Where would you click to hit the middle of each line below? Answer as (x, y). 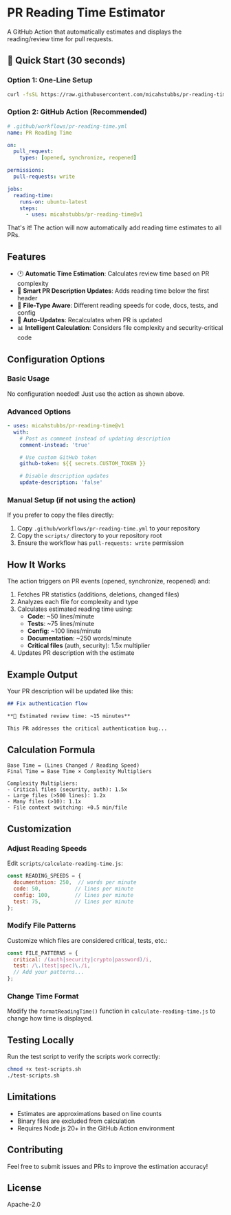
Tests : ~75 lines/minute (61, 624)
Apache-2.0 (24, 1205)
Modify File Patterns (42, 926)
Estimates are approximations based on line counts (89, 1113)
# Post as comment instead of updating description (95, 438)
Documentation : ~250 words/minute (79, 638)
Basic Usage (29, 379)
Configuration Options (56, 359)
